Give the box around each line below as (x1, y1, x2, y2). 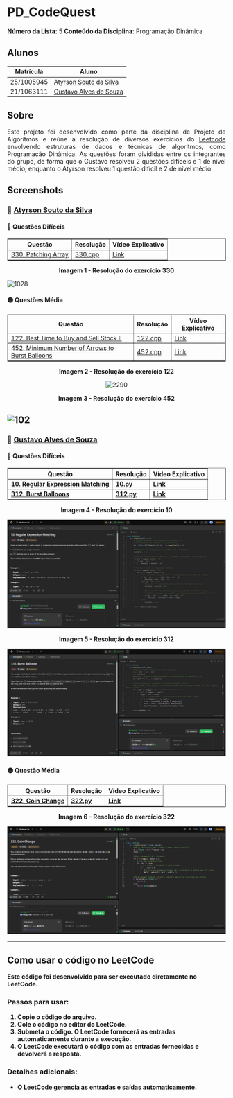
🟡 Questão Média (7, 766, 60, 774)
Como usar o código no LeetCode (7, 954, 155, 966)
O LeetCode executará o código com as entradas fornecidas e (17, 1043, 199, 1051)
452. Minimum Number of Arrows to (11, 344, 114, 352)
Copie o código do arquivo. (17, 1013, 97, 1021)
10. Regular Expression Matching (11, 480, 110, 488)
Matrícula (15, 67, 44, 76)
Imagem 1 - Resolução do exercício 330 (58, 266, 175, 274)
